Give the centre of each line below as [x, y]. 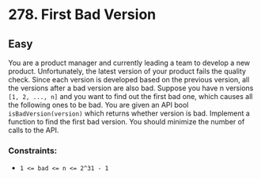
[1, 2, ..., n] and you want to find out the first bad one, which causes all [130, 96]
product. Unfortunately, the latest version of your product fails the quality [127, 71]
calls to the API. [34, 130]
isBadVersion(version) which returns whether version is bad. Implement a [129, 113]
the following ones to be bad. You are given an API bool [98, 105]
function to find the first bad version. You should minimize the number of [127, 122]
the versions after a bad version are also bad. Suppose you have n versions [131, 88]
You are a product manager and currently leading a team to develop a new [129, 63]
